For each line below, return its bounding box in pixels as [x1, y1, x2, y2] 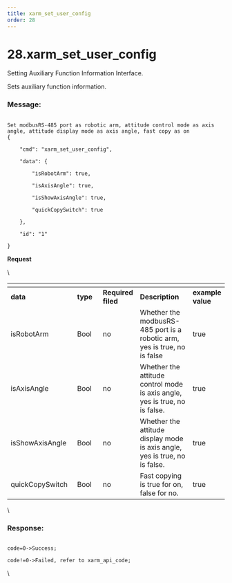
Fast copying [139, 471, 182, 481]
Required [102, 288, 133, 297]
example [192, 288, 222, 297]
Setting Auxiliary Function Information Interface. [7, 69, 144, 77]
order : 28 [7, 17, 36, 24]
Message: [7, 100, 41, 109]
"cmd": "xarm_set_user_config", [19, 146, 113, 153]
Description [139, 292, 180, 302]
